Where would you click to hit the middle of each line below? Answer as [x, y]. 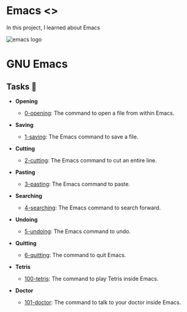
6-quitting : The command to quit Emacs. [75, 255]
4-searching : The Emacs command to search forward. [93, 208]
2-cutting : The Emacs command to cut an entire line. [90, 160]
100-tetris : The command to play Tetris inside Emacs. [91, 278]
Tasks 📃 [22, 86]
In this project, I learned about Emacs [53, 27]
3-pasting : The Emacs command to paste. [77, 184]
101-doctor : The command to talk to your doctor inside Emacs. [103, 302]
